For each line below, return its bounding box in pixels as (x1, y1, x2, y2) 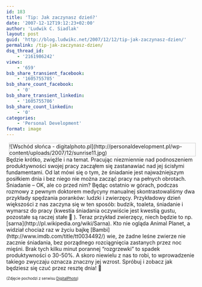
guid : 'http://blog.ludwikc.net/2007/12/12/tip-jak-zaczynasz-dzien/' (6, 37, 187, 43)
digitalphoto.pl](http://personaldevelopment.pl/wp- (56, 143, 182, 150)
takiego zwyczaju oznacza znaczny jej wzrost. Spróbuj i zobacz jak (6, 258, 173, 265)
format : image (6, 126, 42, 132)
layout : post (6, 31, 39, 37)
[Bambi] (90, 226, 110, 233)
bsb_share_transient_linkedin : (6, 92, 85, 98)
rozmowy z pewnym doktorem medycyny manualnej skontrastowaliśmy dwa (6, 188, 195, 195)
